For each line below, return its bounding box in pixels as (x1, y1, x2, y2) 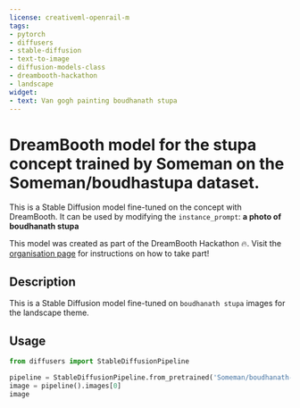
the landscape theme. (9, 307, 89, 318)
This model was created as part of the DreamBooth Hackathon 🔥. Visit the (9, 238, 282, 249)
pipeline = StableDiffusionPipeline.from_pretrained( (9, 372, 214, 382)
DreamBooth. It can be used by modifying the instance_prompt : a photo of (9, 212, 281, 222)
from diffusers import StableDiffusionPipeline (9, 356, 190, 366)
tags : (9, 21, 29, 30)
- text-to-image (9, 54, 70, 63)
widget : (9, 87, 38, 96)
